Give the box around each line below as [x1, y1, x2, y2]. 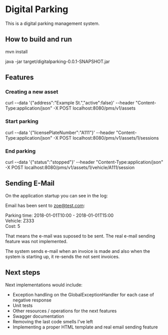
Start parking [5, 118, 39, 125]
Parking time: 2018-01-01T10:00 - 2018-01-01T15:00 [5, 212, 114, 218]
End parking [5, 147, 36, 154]
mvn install [5, 48, 28, 54]
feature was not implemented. [5, 238, 68, 244]
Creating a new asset [5, 88, 59, 95]
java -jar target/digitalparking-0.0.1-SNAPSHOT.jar [5, 58, 110, 64]
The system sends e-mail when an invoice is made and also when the [5, 248, 150, 254]
